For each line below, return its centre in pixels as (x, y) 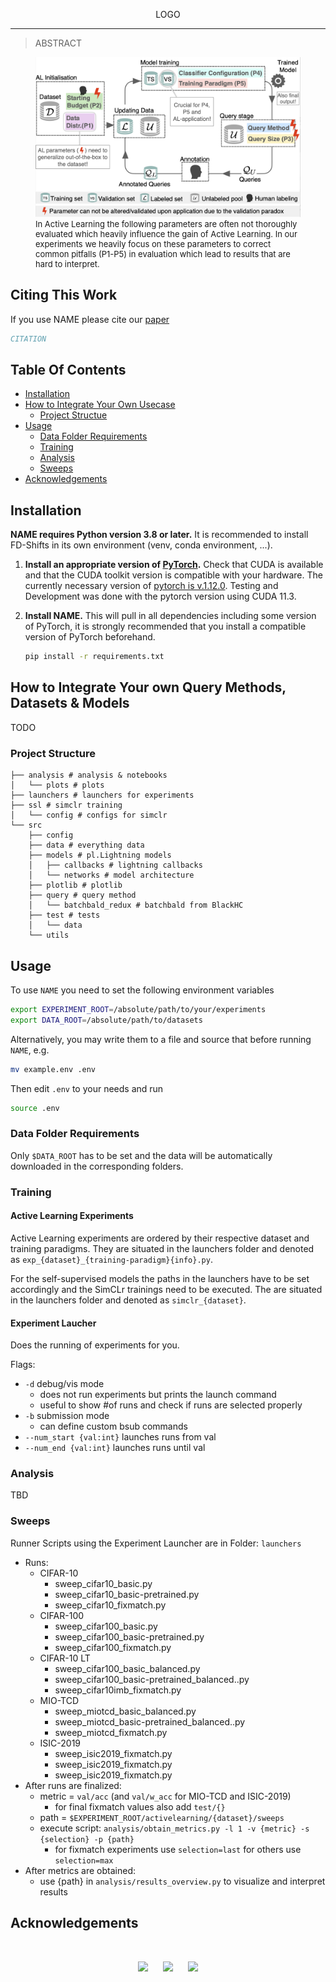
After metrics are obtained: (80, 1870)
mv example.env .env (53, 1069)
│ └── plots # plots (57, 785)
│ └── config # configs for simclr (89, 815)
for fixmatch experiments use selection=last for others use (178, 1849)
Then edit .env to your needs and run (87, 1088)
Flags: (23, 1365)
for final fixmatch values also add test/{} (140, 1806)
